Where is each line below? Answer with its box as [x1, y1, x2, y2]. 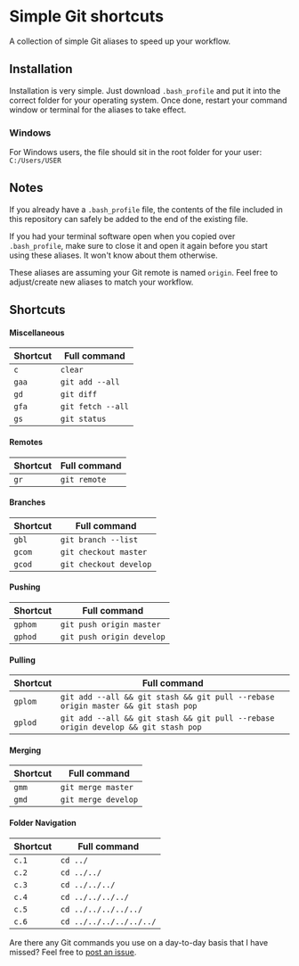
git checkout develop [61, 559, 152, 569]
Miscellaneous [9, 327, 65, 338]
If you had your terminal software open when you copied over [9, 230, 236, 242]
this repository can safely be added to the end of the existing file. [9, 213, 249, 224]
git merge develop [61, 795, 139, 805]
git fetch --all [61, 401, 129, 412]
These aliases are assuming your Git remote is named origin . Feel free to [9, 267, 279, 277]
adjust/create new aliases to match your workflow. [9, 277, 194, 287]
